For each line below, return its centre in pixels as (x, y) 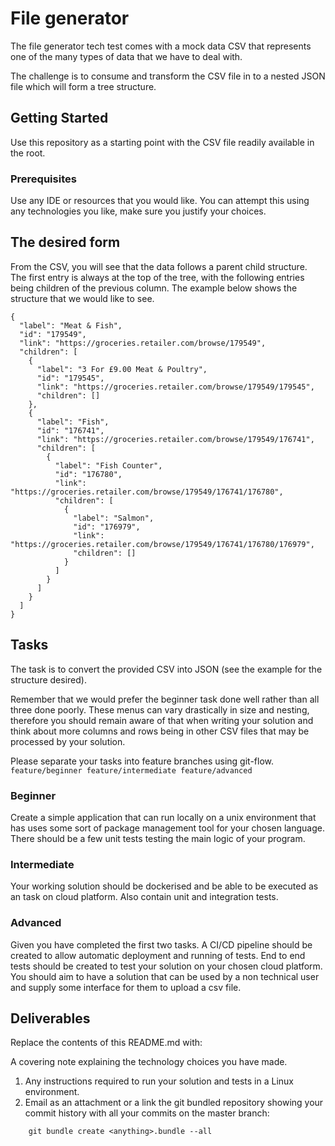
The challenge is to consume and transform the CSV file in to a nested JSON (168, 76)
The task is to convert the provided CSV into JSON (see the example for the (166, 669)
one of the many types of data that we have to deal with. (126, 56)
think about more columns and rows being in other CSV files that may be (160, 731)
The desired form (65, 242)
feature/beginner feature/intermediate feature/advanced (131, 770)
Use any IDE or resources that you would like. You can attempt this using (160, 201)
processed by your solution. (68, 741)
